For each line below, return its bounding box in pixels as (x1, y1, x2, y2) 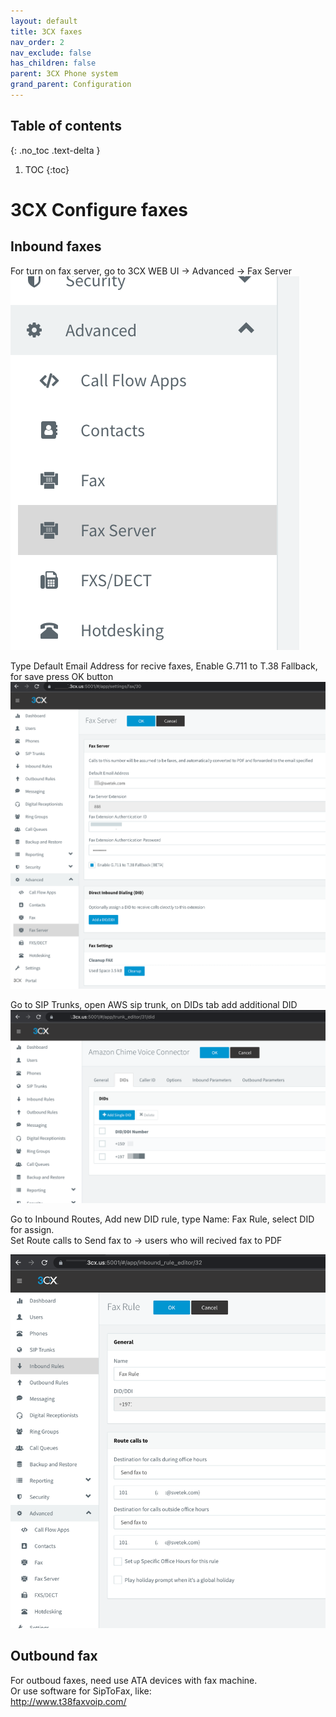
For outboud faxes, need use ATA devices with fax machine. (10, 1674, 258, 1686)
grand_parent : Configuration (10, 80, 132, 90)
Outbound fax (10, 1648, 98, 1665)
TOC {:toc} (24, 163, 70, 175)
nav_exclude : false (10, 48, 92, 58)
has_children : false (10, 58, 97, 69)
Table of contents (10, 118, 122, 135)
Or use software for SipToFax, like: (10, 1685, 152, 1697)
